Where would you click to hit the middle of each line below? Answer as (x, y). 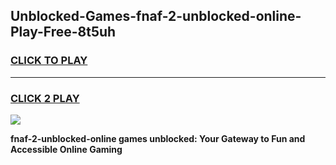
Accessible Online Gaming (66, 149)
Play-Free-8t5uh (63, 32)
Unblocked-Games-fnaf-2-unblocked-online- (156, 16)
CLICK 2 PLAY (45, 98)
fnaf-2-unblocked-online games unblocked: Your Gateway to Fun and (158, 138)
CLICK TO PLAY (49, 61)
